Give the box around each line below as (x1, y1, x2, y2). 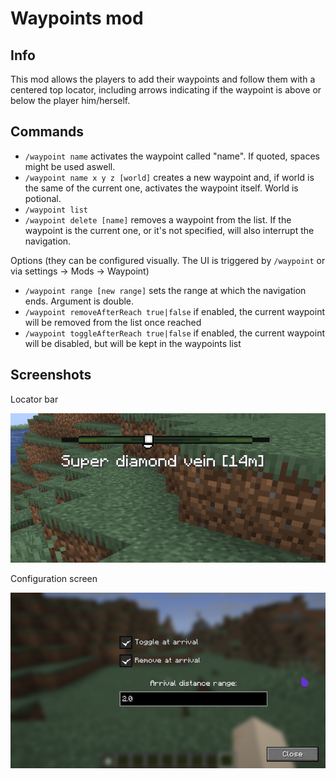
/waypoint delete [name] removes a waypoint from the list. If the (24, 213, 292, 226)
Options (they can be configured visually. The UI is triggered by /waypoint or (10, 254, 326, 266)
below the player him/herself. (10, 95, 131, 106)
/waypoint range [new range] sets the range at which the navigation (24, 284, 307, 296)
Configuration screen (10, 572, 98, 584)
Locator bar (10, 393, 59, 405)
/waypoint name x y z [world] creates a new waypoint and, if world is (24, 171, 315, 183)
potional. (24, 192, 62, 204)
